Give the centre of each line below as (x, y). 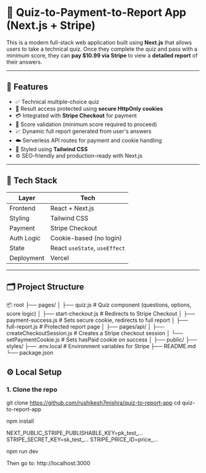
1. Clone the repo (32, 389)
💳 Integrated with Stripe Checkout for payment (76, 115)
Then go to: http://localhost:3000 (48, 463)
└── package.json (30, 353)
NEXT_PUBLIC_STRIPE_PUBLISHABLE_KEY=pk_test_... (75, 433)
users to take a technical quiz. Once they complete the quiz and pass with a (102, 49)
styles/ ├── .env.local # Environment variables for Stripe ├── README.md (101, 346)
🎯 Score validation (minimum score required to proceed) (86, 124)
